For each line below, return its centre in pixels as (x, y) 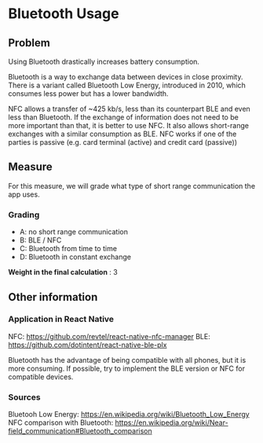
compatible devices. (41, 377)
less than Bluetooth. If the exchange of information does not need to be (124, 117)
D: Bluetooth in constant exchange (75, 257)
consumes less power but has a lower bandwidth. (88, 94)
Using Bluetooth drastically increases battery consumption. (104, 61)
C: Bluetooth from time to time (68, 249)
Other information (53, 297)
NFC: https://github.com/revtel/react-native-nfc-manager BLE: (109, 336)
